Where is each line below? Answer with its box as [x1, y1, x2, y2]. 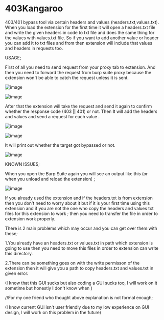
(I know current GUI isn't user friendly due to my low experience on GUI [5, 304, 149, 310]
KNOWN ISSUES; [5, 161, 40, 167]
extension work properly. [5, 215, 55, 221]
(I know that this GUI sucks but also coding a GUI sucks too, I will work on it [5, 280, 158, 286]
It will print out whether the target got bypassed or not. [5, 142, 116, 148]
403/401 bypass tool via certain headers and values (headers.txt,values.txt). [5, 19, 159, 25]
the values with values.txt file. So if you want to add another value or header [5, 35, 159, 41]
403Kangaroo [5, 3, 63, 14]
